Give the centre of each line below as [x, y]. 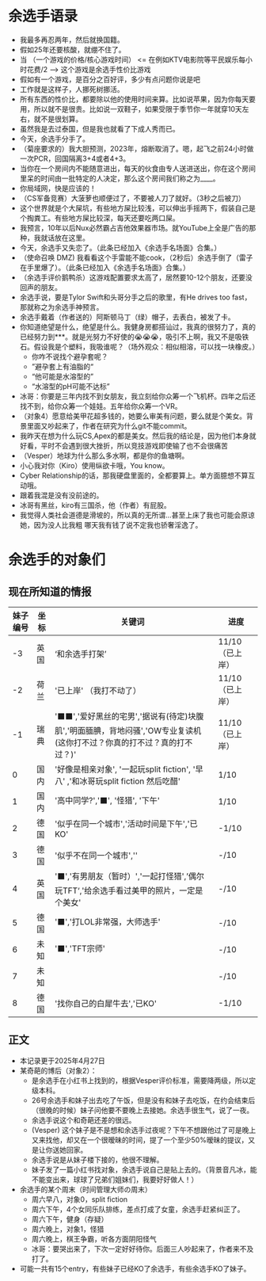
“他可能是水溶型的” [62, 376]
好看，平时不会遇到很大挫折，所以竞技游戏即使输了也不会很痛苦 [123, 445]
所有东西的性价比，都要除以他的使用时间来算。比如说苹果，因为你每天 [134, 99]
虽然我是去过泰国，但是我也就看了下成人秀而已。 [99, 128]
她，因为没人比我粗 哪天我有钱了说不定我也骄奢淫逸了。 [111, 524]
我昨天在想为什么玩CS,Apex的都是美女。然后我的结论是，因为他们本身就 [138, 436]
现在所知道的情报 [50, 591]
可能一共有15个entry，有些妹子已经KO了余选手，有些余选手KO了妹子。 [135, 1268]
